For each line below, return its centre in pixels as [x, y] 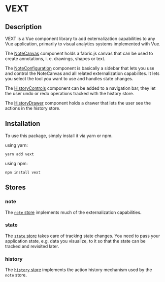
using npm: [16, 163]
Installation [23, 124]
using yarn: [16, 145]
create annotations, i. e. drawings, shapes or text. [55, 59]
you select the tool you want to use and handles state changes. [69, 79]
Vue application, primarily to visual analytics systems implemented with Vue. [83, 44]
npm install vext [23, 172]
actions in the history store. [33, 108]
